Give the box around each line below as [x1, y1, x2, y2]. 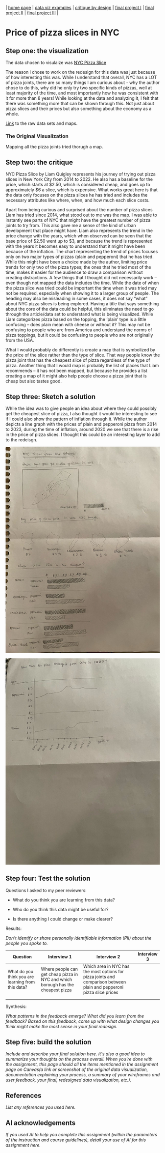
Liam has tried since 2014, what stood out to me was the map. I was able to [5, 212, 157, 218]
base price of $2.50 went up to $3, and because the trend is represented [5, 238, 153, 244]
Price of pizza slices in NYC [5, 27, 119, 38]
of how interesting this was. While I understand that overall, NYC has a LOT [5, 74, 157, 80]
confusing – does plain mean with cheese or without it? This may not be [5, 322, 151, 328]
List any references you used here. [5, 1104, 76, 1110]
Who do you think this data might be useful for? [12, 906, 109, 912]
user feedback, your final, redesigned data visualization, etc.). [5, 1077, 132, 1083]
